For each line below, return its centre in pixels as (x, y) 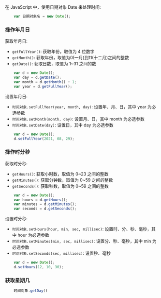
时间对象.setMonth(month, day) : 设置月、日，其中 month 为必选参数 (78, 119)
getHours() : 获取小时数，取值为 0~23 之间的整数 (60, 174)
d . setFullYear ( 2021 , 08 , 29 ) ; (44, 139)
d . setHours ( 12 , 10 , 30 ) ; (39, 267)
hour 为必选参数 (33, 235)
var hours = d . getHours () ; (41, 200)
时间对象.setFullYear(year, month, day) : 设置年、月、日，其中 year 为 (82, 106)
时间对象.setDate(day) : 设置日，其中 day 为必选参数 (63, 125)
